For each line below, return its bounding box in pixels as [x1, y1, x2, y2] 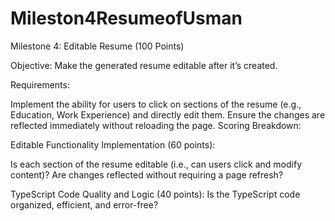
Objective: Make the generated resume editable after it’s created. [10, 59, 278, 71]
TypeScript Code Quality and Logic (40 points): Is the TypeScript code [10, 188, 301, 200]
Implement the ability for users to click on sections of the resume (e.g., [10, 98, 302, 110]
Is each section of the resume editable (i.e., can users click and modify [10, 158, 303, 170]
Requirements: [10, 78, 70, 91]
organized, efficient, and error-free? [10, 198, 159, 211]
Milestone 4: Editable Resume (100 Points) [10, 40, 185, 52]
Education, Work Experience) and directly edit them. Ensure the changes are [10, 108, 326, 121]
